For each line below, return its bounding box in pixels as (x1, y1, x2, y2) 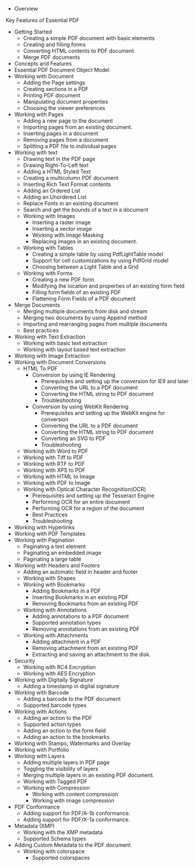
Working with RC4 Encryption (23, 664, 96, 670)
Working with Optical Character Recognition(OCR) (23, 486, 147, 493)
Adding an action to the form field (23, 727, 106, 734)
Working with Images (23, 212, 76, 219)
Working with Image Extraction (14, 352, 90, 359)
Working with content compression (32, 790, 119, 798)
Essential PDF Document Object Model (14, 66, 110, 74)
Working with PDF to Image (23, 480, 91, 486)
